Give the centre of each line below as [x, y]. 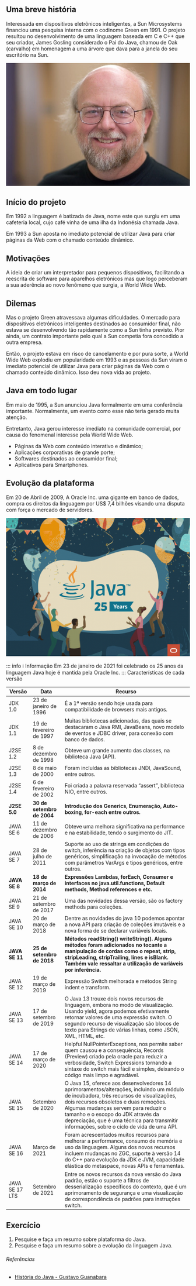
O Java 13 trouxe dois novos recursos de [114, 998]
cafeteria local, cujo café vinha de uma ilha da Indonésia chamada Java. [92, 222]
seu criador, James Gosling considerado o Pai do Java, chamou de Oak [92, 42]
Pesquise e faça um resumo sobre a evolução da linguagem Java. [94, 1245]
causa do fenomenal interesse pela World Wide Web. [70, 435]
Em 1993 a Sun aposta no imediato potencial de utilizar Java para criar [90, 234]
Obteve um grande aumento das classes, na [117, 751]
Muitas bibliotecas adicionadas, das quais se [118, 721]
